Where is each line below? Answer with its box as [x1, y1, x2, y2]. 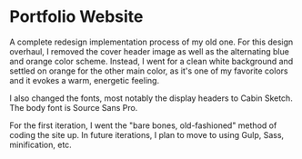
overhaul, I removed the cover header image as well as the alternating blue [9, 45, 289, 56]
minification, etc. [9, 139, 73, 150]
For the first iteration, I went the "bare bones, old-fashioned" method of [9, 120, 277, 131]
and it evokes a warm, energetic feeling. [9, 75, 160, 85]
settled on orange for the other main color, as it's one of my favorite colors [9, 65, 288, 76]
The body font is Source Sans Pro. [9, 102, 138, 113]
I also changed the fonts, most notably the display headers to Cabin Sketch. [9, 93, 293, 104]
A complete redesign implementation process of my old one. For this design [9, 36, 294, 47]
